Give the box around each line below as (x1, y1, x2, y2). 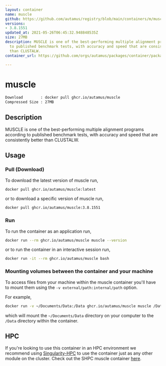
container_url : (5, 53, 37, 58)
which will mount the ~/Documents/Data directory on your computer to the (5, 312, 154, 319)
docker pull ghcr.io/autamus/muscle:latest (5, 187, 96, 192)
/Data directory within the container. (5, 318, 79, 324)
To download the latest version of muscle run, (5, 177, 98, 183)
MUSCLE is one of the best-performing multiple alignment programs (5, 126, 144, 132)
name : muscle (5, 12, 32, 17)
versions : (5, 21, 26, 26)
